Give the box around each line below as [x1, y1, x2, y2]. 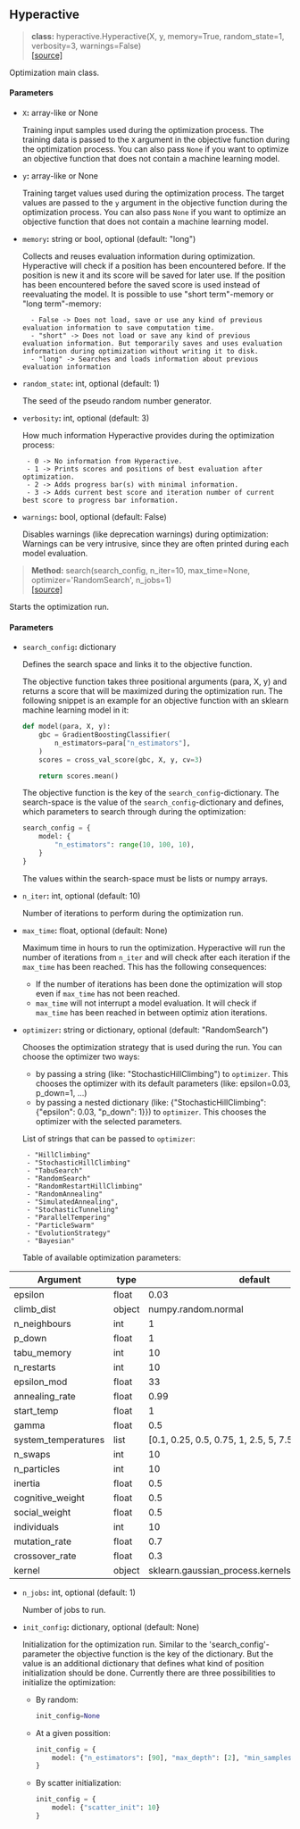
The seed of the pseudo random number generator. [21, 396, 212, 406]
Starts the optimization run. [9, 602, 110, 613]
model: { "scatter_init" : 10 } [52, 1803, 161, 1812]
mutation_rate [13, 1535, 72, 1548]
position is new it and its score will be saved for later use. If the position [21, 270, 286, 280]
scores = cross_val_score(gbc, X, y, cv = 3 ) [38, 755, 203, 764]
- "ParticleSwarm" [26, 1221, 96, 1230]
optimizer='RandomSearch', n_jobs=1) [30, 575, 172, 586]
